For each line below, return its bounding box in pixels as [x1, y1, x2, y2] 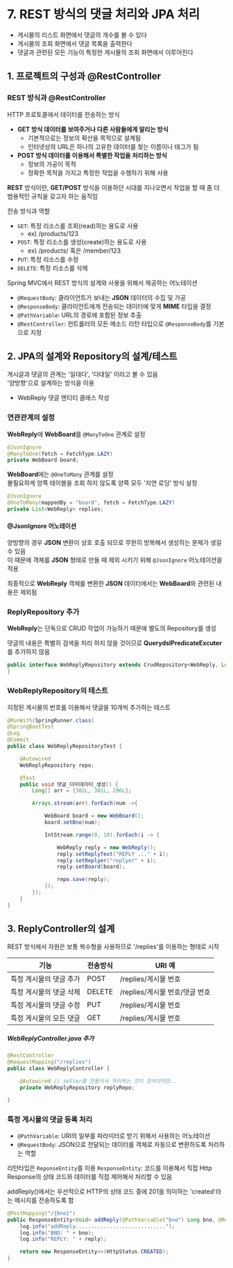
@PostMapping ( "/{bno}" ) [7, 1210, 76, 1217]
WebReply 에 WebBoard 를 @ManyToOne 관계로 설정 [7, 429, 146, 438]
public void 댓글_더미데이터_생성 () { [19, 781, 119, 788]
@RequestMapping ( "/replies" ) [7, 1059, 92, 1065]
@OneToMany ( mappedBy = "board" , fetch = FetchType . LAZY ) [7, 499, 175, 507]
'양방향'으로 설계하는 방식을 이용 [7, 379, 95, 387]
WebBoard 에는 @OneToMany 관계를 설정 [7, 470, 114, 479]
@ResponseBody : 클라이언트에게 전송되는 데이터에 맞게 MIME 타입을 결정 [17, 302, 212, 310]
